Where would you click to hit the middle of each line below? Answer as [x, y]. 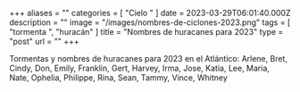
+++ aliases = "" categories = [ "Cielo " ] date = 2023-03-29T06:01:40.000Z [150, 13]
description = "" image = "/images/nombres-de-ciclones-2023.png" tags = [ [150, 22]
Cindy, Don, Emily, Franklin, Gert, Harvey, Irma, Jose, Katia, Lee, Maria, [140, 68]
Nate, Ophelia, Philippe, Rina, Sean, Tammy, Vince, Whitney [118, 78]
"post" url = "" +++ [44, 41]
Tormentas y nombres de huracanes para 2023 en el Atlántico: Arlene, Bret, [149, 59]
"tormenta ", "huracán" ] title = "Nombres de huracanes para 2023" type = [146, 32]
